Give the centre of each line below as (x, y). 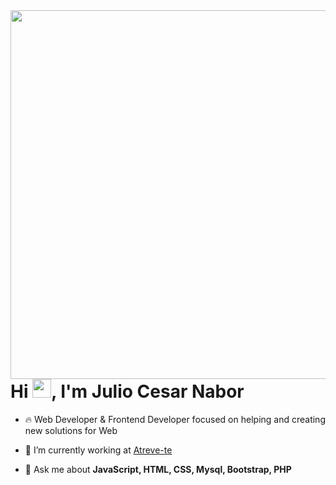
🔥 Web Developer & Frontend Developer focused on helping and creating (175, 419)
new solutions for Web (71, 430)
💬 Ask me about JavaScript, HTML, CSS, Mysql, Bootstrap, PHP (158, 469)
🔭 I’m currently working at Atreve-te (98, 450)
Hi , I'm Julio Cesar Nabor (127, 391)
